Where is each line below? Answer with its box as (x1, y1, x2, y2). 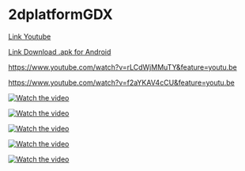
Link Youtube (8, 32, 51, 41)
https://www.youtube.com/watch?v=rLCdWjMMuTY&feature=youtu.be (8, 62, 237, 72)
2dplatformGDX (8, 6, 113, 24)
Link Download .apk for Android (8, 47, 111, 56)
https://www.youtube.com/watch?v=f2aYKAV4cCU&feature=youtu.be (8, 78, 235, 87)
